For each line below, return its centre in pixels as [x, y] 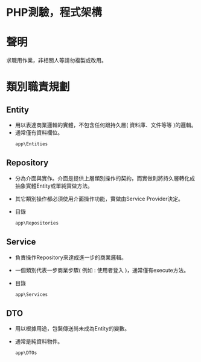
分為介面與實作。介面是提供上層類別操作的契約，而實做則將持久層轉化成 [105, 178]
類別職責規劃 [38, 87]
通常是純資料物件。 [39, 341]
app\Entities [31, 144]
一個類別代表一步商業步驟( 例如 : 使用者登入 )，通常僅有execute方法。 [102, 270]
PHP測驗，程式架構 [54, 12]
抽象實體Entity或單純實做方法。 [54, 186]
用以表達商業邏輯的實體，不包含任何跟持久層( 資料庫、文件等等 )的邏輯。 [106, 125]
